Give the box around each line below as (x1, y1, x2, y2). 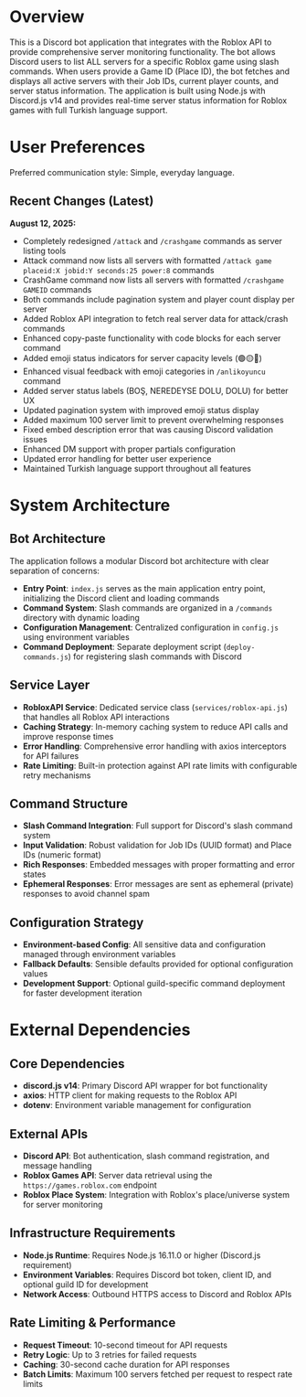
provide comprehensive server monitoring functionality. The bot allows (9, 46, 276, 57)
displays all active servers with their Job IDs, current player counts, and (9, 75, 279, 86)
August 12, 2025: (9, 218, 76, 229)
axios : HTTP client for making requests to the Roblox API (22, 1090, 237, 1101)
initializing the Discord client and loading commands (22, 592, 220, 603)
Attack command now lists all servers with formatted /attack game (22, 254, 272, 266)
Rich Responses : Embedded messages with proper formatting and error (22, 859, 295, 870)
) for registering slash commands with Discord (68, 651, 242, 662)
